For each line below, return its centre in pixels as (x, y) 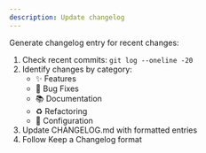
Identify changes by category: (77, 69)
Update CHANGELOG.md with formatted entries (110, 130)
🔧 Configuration (64, 120)
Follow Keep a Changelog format (82, 139)
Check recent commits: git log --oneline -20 (107, 59)
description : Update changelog (67, 17)
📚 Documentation (68, 98)
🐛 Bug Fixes (57, 88)
